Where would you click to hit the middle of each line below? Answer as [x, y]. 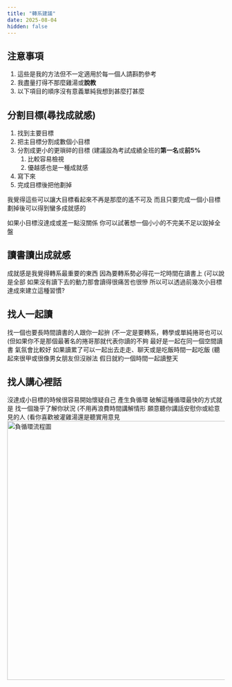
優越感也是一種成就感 [58, 167]
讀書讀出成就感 [39, 255]
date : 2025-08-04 [32, 20]
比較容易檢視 [46, 159]
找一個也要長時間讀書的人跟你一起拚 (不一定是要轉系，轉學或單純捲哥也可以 [115, 332]
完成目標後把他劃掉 [45, 185]
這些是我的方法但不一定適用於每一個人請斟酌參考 [87, 74]
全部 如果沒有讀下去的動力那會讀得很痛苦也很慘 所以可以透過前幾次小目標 [117, 282]
